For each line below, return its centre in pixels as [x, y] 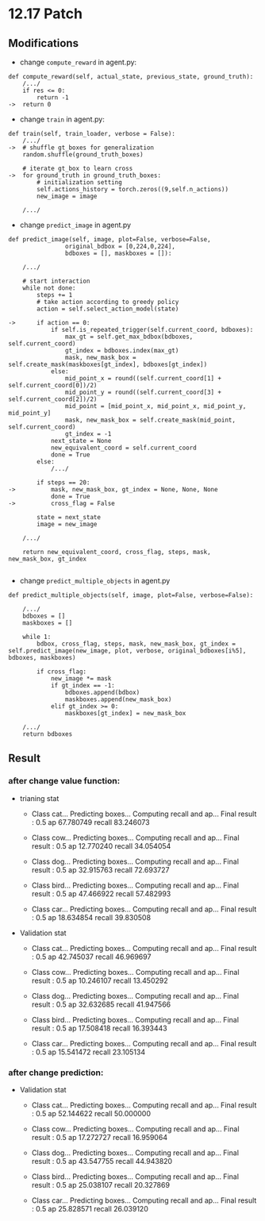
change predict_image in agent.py [75, 225]
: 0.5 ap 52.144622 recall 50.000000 [91, 1113]
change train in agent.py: [62, 119]
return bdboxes [48, 734]
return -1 [53, 98]
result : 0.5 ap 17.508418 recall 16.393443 [100, 1028]
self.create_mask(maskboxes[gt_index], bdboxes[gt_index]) [108, 364]
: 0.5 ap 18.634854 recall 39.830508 [91, 917]
